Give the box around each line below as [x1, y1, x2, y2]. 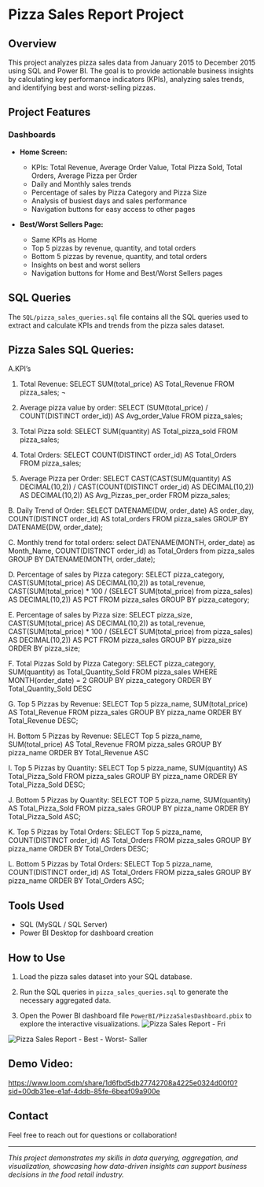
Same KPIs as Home [31, 235, 97, 244]
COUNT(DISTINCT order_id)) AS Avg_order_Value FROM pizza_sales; [19, 411, 244, 421]
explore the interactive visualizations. [19, 1018, 141, 1029]
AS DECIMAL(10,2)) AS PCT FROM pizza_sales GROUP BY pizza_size [8, 636, 232, 645]
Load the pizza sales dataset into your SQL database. [19, 971, 192, 981]
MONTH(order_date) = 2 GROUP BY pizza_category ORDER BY [8, 676, 212, 685]
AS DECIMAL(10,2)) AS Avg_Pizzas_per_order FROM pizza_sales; [19, 491, 230, 500]
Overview [8, 37, 57, 50]
